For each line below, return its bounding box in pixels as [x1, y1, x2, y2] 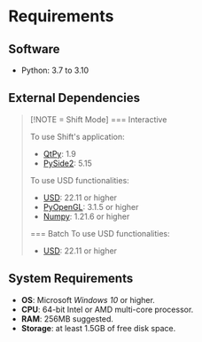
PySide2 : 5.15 [43, 158, 92, 168]
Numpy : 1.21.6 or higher [43, 211, 130, 222]
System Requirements [8, 271, 134, 286]
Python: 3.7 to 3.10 [20, 65, 89, 75]
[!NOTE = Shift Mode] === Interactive [29, 113, 167, 125]
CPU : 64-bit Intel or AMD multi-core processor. [20, 304, 194, 315]
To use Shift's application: [29, 131, 125, 142]
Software [8, 42, 60, 57]
